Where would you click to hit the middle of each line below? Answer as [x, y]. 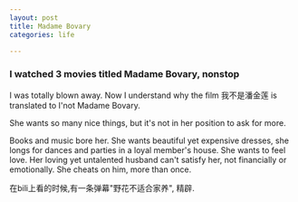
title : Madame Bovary [50, 26]
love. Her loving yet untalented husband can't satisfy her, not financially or [148, 159]
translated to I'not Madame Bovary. [75, 105]
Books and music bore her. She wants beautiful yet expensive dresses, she [149, 140]
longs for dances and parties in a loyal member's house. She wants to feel [148, 149]
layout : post [34, 18]
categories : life [42, 34]
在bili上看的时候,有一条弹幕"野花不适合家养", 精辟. [102, 188]
